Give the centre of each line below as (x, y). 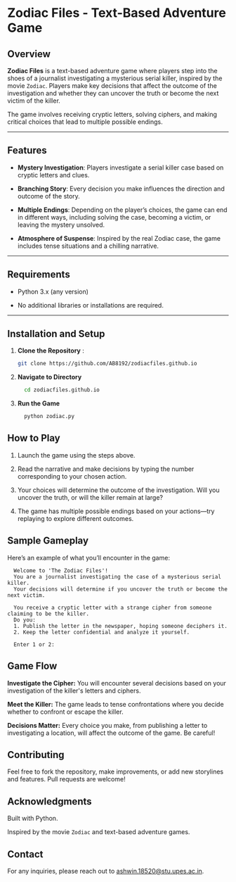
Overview (29, 54)
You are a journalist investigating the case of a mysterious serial (117, 577)
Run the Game (39, 403)
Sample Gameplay (48, 541)
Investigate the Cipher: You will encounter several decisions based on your (117, 683)
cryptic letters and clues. (53, 175)
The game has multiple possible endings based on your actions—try (116, 511)
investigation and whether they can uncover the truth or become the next (113, 93)
